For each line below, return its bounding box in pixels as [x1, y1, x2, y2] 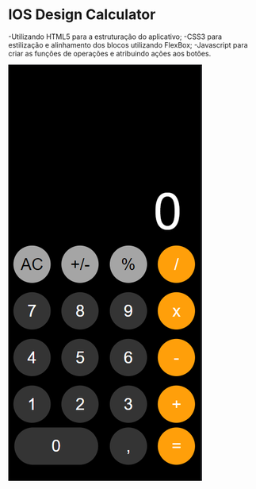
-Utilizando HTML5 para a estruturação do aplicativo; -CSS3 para [8, 32, 223, 41]
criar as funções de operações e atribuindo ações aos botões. [8, 48, 212, 58]
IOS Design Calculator [8, 6, 156, 24]
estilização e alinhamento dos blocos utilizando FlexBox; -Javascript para [8, 40, 248, 49]
